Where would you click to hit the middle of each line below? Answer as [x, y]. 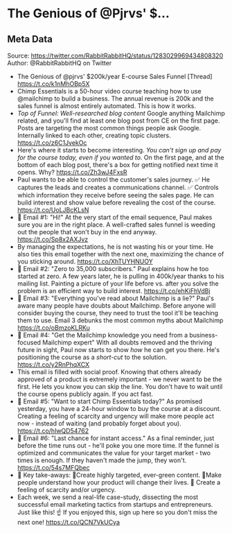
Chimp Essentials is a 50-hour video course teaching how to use [109, 91]
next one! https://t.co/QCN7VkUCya [68, 522]
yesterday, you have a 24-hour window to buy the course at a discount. [119, 409]
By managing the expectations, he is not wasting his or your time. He [115, 247]
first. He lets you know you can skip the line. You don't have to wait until [120, 386]
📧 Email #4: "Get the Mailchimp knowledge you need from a [102, 335]
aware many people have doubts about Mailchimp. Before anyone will [116, 306]
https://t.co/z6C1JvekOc [52, 143]
